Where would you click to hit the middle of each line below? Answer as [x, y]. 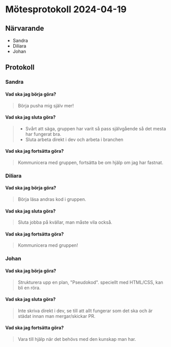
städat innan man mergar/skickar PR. [56, 316]
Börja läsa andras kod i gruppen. [52, 199]
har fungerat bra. [43, 134]
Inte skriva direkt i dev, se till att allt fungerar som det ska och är [85, 311]
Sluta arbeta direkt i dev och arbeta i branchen [74, 140]
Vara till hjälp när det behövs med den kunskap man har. [77, 339]
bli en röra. [29, 288]
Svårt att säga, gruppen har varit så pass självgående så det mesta [96, 128]
